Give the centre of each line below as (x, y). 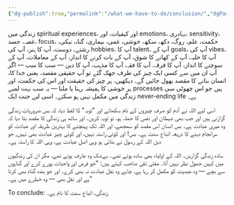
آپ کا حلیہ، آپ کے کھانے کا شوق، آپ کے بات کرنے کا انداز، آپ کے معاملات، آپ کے (112, 57)
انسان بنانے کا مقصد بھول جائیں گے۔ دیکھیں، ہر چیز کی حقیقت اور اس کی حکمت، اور (117, 80)
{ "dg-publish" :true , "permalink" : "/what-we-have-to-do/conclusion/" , (109, 14)
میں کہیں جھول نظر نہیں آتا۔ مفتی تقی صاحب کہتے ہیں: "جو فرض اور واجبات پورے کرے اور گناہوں (116, 163)
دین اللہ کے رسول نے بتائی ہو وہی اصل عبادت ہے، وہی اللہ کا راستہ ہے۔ (85, 141)
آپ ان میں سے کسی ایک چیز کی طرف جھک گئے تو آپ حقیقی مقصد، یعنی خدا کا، (112, 72)
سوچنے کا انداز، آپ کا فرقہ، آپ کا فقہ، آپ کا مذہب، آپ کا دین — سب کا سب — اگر (115, 65)
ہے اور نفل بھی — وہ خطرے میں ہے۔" (50, 179)
